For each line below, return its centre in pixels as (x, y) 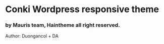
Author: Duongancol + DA (32, 36)
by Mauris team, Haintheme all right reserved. (63, 25)
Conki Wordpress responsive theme (82, 9)
